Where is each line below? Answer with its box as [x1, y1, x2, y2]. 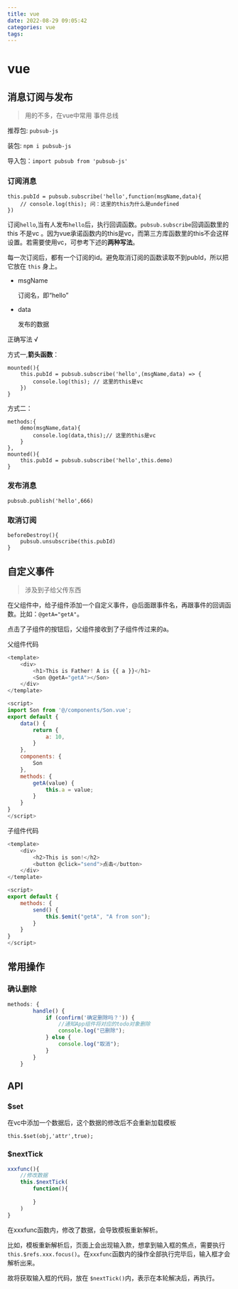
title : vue [7, 10, 40, 18]
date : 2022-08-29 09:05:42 [7, 17, 87, 24]
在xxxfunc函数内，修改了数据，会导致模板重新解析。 [7, 1226, 162, 1234]
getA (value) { [33, 779, 75, 787]
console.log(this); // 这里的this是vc [33, 378, 144, 385]
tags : [7, 30, 23, 38]
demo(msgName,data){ [20, 424, 81, 432]
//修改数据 [20, 1172, 48, 1179]
